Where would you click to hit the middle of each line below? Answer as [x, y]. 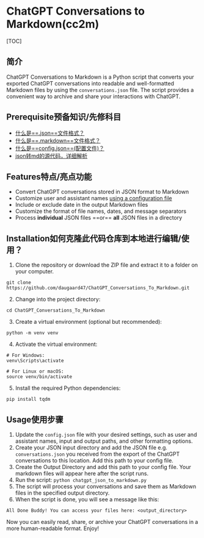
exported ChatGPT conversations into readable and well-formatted [90, 83]
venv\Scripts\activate [35, 361]
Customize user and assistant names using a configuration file [93, 198]
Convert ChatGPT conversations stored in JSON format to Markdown [102, 192]
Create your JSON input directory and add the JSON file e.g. [91, 447]
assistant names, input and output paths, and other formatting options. [104, 441]
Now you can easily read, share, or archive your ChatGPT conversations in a [102, 522]
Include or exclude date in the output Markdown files [82, 205]
